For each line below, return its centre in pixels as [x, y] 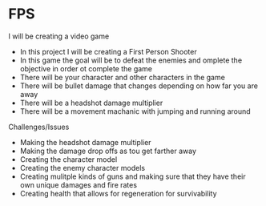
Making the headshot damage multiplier [85, 142]
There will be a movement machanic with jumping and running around [135, 111]
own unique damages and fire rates [79, 184]
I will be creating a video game [59, 36]
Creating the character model [69, 159]
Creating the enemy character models [83, 168]
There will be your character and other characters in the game [123, 77]
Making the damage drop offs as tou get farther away [108, 151]
